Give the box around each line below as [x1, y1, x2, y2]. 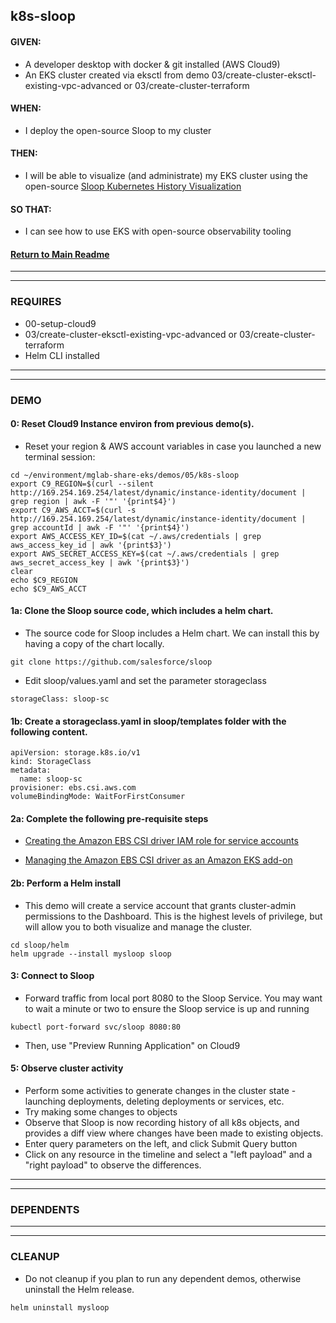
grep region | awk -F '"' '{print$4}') [10, 496, 177, 506]
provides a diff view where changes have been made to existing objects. [24, 1127, 324, 1139]
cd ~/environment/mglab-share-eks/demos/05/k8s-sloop [10, 470, 240, 480]
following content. [10, 725, 88, 738]
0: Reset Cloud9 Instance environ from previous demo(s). [10, 418, 255, 430]
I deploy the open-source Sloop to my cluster [24, 124, 212, 136]
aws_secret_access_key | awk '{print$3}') [10, 557, 190, 568]
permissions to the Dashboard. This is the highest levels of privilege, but [24, 910, 323, 922]
